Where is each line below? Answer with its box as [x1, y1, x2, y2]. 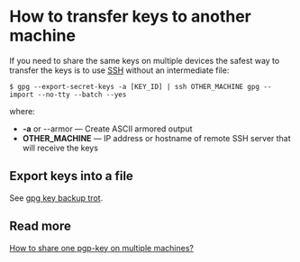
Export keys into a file [9, 168, 133, 184]
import [9, 90, 34, 99]
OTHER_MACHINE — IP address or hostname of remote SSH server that [22, 132, 291, 143]
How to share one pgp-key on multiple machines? [9, 242, 194, 253]
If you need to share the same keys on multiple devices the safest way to [9, 55, 280, 66]
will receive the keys [22, 142, 99, 153]
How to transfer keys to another [9, 6, 252, 27]
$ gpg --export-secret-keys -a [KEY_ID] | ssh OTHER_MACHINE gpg [9, 82, 259, 91]
